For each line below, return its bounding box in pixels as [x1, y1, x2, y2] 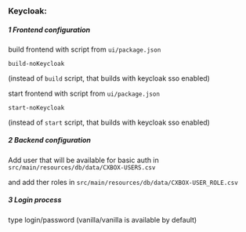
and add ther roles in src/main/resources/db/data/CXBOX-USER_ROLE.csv [8, 177, 239, 187]
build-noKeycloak [8, 60, 65, 67]
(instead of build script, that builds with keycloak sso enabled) [8, 73, 210, 83]
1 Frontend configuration [8, 25, 91, 34]
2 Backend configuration [8, 136, 92, 145]
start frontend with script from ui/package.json [8, 89, 161, 98]
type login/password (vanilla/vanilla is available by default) [8, 215, 197, 224]
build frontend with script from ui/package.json [8, 45, 161, 54]
